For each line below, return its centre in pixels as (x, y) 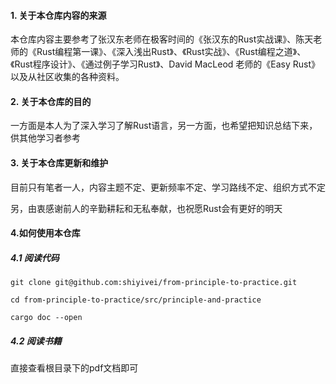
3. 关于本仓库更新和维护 (59, 163)
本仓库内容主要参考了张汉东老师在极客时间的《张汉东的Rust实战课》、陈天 (162, 39)
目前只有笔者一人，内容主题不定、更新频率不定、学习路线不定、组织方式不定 (168, 187)
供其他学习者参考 (45, 138)
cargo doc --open (46, 318)
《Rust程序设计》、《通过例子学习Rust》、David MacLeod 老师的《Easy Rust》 (165, 64)
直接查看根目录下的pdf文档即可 (74, 368)
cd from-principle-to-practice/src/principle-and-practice (136, 300)
